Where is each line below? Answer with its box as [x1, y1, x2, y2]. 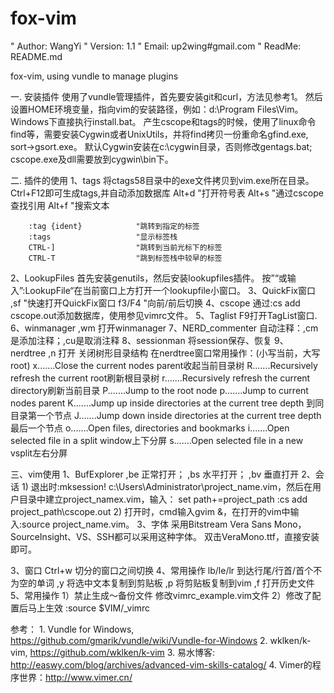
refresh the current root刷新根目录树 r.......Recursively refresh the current [10, 372, 311, 384]
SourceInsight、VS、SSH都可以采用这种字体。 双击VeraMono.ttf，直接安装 [10, 530, 320, 542]
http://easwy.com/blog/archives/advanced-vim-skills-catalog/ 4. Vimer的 [10, 658, 313, 671]
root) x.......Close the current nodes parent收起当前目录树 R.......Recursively [10, 359, 318, 371]
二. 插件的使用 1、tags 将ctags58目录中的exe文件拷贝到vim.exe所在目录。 [10, 174, 315, 186]
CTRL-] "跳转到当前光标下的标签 [28, 242, 223, 252]
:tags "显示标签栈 [28, 232, 178, 242]
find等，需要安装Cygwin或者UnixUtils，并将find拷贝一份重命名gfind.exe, [10, 128, 309, 140]
